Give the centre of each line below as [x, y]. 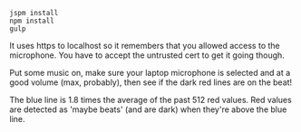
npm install [32, 21]
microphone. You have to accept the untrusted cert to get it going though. [147, 55]
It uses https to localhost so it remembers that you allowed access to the [145, 46]
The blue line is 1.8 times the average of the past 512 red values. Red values [150, 100]
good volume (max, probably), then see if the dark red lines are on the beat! [151, 82]
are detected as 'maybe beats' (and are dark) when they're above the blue [148, 109]
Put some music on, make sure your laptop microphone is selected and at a [150, 73]
